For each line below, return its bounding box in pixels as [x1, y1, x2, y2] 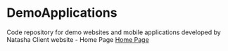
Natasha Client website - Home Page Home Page [6, 35, 149, 43]
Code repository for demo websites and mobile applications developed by [6, 28, 221, 36]
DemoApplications [6, 5, 118, 21]
